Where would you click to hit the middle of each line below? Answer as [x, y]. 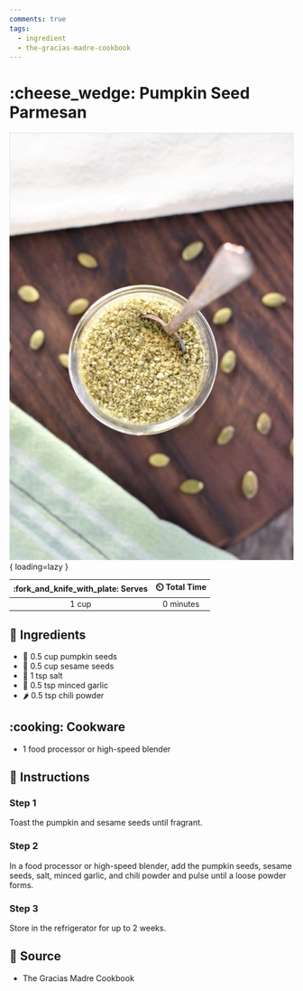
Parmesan [48, 112]
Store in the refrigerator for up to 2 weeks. [88, 928]
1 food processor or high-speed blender [96, 749]
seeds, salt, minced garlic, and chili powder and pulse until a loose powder [148, 875]
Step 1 [23, 803]
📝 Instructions [50, 777]
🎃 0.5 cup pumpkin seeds [69, 656]
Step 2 [24, 846]
